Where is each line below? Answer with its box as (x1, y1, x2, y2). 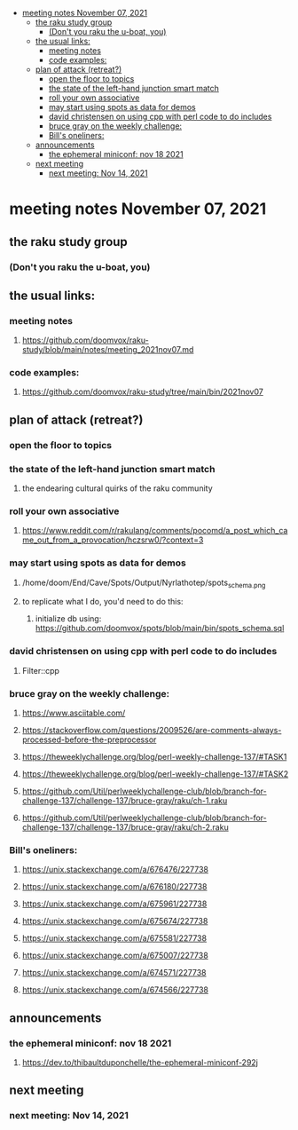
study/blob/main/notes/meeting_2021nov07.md (21, 344, 194, 355)
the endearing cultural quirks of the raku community (21, 483, 213, 494)
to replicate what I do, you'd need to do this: (21, 597, 184, 607)
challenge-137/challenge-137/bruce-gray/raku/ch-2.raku (21, 822, 229, 833)
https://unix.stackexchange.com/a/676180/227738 (21, 881, 208, 892)
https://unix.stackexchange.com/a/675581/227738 (21, 933, 207, 944)
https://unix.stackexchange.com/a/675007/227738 (21, 950, 208, 961)
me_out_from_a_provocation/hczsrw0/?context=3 (21, 534, 204, 545)
